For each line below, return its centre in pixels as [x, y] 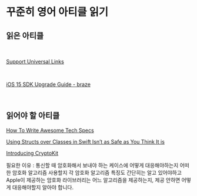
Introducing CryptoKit [32, 153]
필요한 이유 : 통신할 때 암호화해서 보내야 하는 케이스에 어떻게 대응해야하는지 [92, 165]
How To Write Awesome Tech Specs [50, 130]
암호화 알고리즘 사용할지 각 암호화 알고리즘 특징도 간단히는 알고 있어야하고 [97, 172]
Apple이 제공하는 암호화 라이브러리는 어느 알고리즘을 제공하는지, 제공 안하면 [93, 180]
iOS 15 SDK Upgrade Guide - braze [49, 84]
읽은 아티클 [25, 36]
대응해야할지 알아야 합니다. [43, 187]
